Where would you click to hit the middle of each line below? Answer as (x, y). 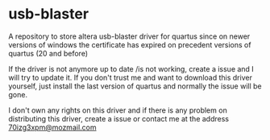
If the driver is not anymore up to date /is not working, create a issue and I (131, 68)
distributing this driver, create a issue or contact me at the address (119, 118)
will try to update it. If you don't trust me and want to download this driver (130, 77)
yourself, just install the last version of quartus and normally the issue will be (135, 86)
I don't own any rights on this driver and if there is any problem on (118, 110)
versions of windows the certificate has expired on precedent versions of (130, 44)
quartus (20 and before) (48, 53)
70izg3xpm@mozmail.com (52, 127)
